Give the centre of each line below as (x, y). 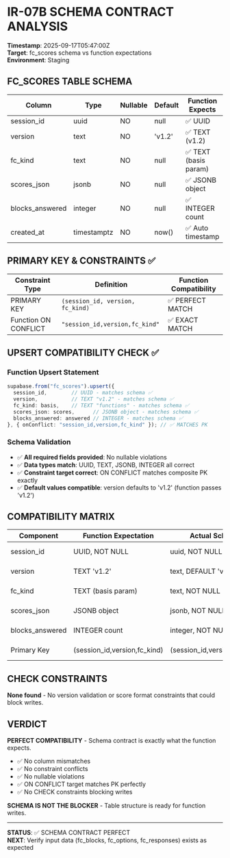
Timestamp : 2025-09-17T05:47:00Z (59, 45)
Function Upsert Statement (53, 372)
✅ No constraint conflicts (52, 769)
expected (21, 848)
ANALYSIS (38, 26)
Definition (111, 284)
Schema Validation (39, 442)
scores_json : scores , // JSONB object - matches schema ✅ (106, 412)
